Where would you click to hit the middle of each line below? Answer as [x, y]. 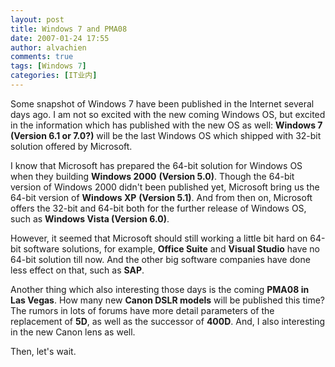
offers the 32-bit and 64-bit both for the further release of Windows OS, [158, 208]
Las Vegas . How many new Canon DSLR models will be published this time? [167, 300]
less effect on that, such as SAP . [77, 270]
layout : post [37, 19]
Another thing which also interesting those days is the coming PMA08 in [160, 289]
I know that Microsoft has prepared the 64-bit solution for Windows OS [156, 165]
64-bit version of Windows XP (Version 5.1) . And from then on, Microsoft [161, 197]
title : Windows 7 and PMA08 [69, 29]
